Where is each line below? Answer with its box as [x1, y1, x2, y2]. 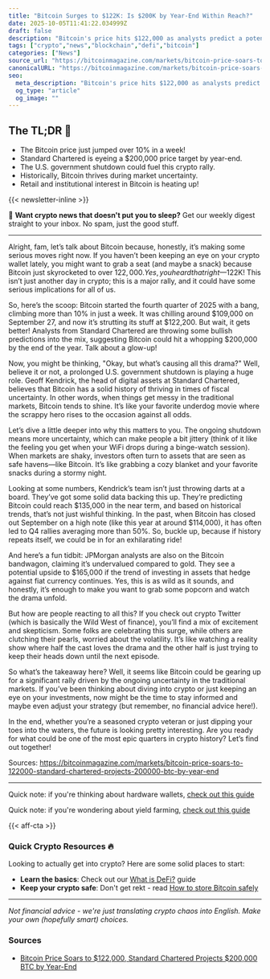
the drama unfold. [8, 593, 67, 603]
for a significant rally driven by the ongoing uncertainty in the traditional [8, 676, 246, 686]
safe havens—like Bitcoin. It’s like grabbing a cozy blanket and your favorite [8, 460, 259, 469]
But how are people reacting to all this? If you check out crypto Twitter [8, 608, 241, 619]
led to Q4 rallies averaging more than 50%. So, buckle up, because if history [8, 526, 261, 536]
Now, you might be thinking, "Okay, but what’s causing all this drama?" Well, [8, 358, 260, 368]
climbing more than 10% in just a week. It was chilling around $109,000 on [8, 309, 254, 318]
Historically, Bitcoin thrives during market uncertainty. [19, 170, 198, 181]
